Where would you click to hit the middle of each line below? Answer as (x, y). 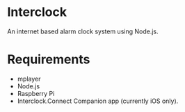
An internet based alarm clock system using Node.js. (83, 31)
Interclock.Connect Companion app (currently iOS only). (98, 101)
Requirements (49, 59)
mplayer (29, 79)
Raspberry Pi (36, 93)
